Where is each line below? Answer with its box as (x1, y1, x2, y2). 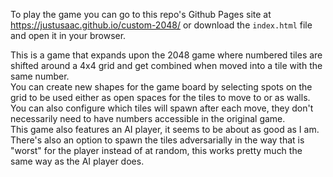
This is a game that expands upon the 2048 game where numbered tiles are (10, 49, 323, 61)
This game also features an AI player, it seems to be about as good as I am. (10, 124, 320, 135)
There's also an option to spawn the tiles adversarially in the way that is (10, 134, 305, 146)
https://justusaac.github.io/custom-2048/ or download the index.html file (10, 19, 313, 31)
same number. (10, 70, 70, 82)
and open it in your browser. (10, 30, 127, 41)
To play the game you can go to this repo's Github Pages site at (10, 9, 272, 20)
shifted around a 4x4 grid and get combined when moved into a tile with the (10, 60, 323, 71)
